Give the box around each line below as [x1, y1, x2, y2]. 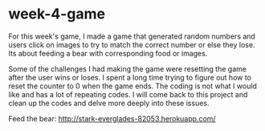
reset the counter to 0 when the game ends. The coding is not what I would [8, 81, 257, 91]
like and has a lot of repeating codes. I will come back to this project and [8, 89, 248, 99]
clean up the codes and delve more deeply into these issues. [8, 98, 210, 108]
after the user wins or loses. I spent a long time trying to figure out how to [8, 72, 251, 82]
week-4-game [8, 5, 106, 23]
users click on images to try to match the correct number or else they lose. [8, 39, 255, 49]
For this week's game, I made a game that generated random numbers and [8, 31, 255, 41]
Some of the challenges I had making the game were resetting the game [8, 63, 247, 73]
